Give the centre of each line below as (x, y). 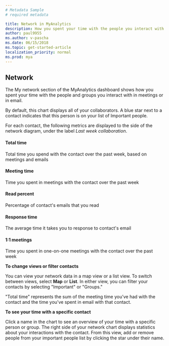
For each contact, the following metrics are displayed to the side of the (79, 125)
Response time (21, 217)
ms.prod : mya (19, 57)
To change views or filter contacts (42, 266)
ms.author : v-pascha (27, 38)
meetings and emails (27, 159)
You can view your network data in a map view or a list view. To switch (79, 276)
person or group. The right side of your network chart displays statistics (80, 327)
